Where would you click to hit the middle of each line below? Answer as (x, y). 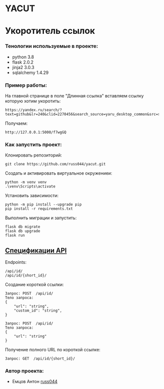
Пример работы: (26, 85)
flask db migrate (23, 227)
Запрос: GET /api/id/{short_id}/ (40, 359)
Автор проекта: (24, 371)
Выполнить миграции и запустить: (41, 218)
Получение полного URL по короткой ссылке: (53, 350)
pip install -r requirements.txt (39, 209)
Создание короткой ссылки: (35, 285)
